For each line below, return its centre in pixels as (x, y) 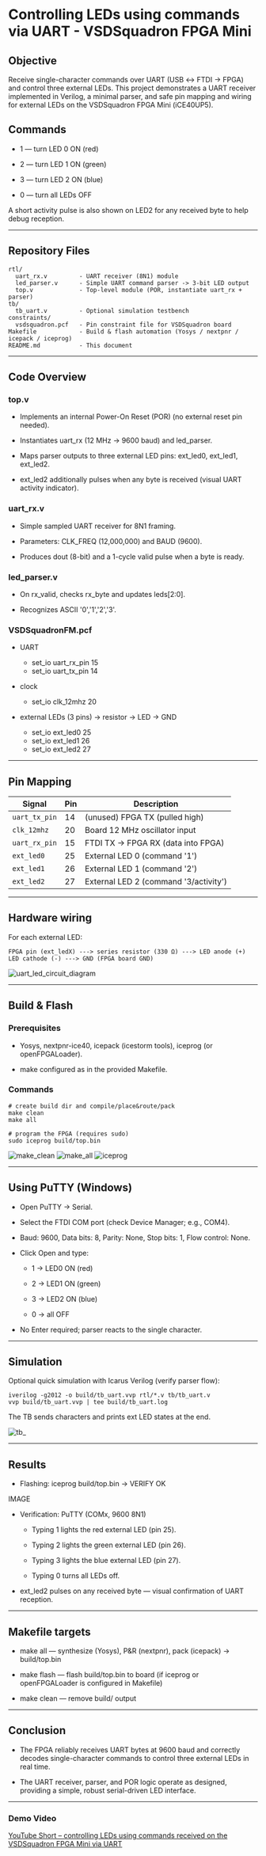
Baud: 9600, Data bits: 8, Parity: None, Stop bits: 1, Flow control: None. (135, 1238)
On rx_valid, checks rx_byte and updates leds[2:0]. (103, 594)
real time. (35, 1767)
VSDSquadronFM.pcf (50, 629)
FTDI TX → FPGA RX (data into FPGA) (154, 843)
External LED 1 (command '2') (141, 869)
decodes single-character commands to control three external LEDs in (134, 1758)
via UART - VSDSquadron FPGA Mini (130, 31)
